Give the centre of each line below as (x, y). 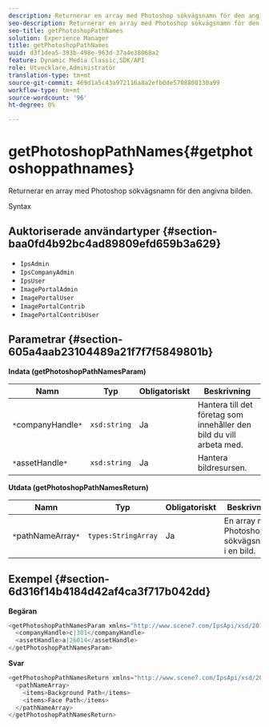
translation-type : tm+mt (50, 75)
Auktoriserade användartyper (84, 232)
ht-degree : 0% (32, 105)
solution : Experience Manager (59, 38)
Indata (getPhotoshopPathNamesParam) (77, 371)
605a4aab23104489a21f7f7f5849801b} (111, 352)
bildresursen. (222, 468)
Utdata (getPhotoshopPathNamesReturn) (78, 487)
